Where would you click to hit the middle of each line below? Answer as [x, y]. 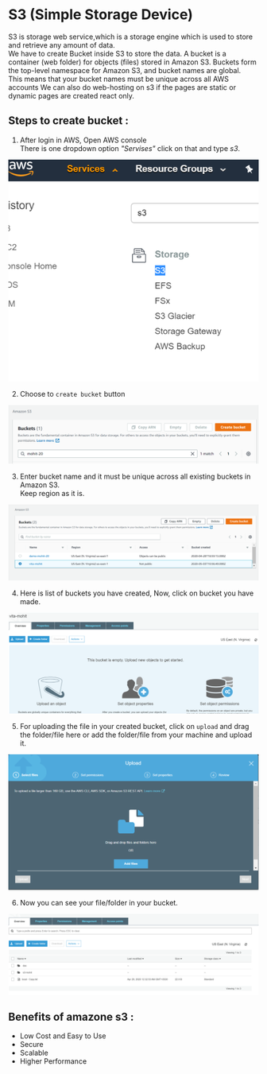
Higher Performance [53, 1061]
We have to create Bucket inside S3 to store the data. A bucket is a [117, 53]
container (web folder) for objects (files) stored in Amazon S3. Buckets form [132, 62]
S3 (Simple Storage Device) [101, 15]
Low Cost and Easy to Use [63, 1036]
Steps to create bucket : [68, 121]
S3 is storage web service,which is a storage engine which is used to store [130, 37]
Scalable [34, 1053]
